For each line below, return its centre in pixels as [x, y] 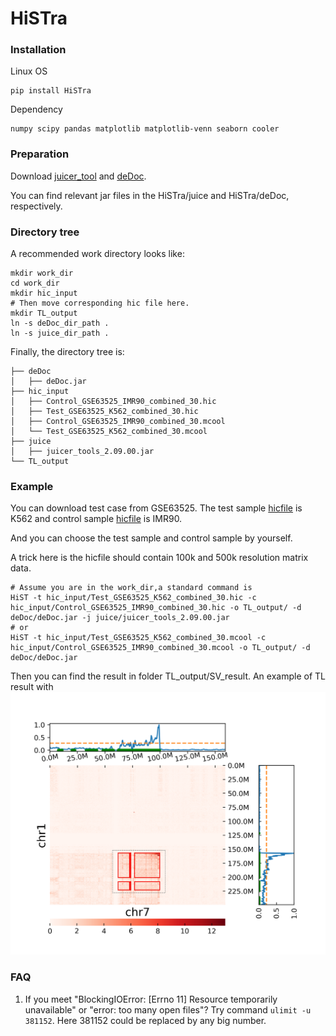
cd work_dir [35, 283]
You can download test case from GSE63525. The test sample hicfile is [156, 508]
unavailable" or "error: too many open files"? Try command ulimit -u [168, 1009]
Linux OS [29, 71]
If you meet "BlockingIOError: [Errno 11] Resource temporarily [151, 999]
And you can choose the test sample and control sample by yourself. [151, 538]
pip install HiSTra [51, 91]
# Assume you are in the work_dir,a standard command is [131, 588]
